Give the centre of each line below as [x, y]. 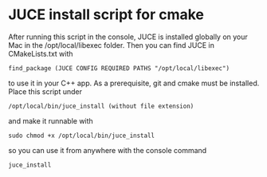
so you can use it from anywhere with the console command [108, 150]
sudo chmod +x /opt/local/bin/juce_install [82, 136]
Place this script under [45, 91]
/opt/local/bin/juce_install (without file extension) [101, 106]
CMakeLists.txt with [41, 53]
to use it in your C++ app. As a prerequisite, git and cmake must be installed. [134, 83]
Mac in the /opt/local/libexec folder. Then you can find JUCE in [112, 45]
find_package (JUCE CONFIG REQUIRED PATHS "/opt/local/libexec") [119, 68]
